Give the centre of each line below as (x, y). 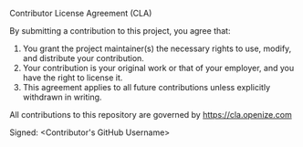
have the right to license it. (73, 78)
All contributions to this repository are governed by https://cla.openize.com (151, 115)
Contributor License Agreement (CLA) (81, 13)
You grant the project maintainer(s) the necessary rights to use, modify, (157, 48)
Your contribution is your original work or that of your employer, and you (158, 68)
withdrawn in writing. (62, 97)
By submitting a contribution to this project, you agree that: (120, 31)
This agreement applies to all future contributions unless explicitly (146, 87)
